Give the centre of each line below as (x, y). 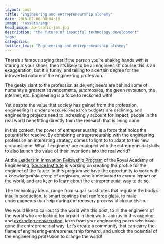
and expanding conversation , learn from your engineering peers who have (80, 221)
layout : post (18, 10)
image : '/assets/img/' (28, 23)
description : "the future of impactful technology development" (72, 32)
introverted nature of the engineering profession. (54, 75)
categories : (17, 42)
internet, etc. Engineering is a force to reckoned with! (59, 95)
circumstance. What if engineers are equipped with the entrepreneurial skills (82, 145)
